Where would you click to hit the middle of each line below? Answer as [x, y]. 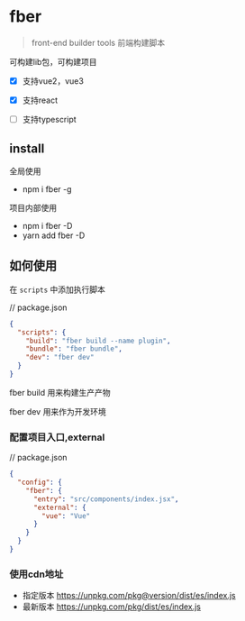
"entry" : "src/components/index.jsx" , [106, 499]
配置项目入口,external [57, 437]
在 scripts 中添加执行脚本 [57, 289]
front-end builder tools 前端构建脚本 [98, 42]
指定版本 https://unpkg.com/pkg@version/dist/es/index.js [129, 596]
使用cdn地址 [36, 574]
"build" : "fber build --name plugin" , [98, 341]
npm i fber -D [47, 225]
